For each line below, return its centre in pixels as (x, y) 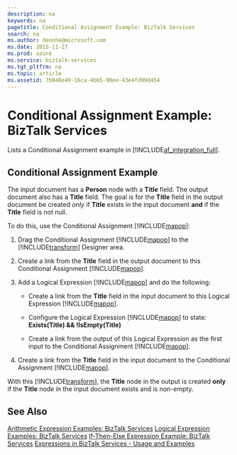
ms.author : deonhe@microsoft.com (57, 41)
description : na (31, 14)
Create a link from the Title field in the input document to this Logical (129, 296)
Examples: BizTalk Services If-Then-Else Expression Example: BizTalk (109, 436)
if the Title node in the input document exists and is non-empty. (100, 389)
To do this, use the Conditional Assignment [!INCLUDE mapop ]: (99, 226)
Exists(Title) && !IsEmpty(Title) (75, 325)
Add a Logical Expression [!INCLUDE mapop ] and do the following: (114, 282)
